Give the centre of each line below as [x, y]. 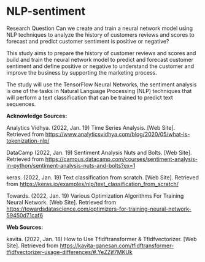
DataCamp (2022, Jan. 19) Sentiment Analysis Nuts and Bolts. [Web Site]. [99, 152]
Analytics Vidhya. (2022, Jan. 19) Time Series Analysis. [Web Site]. [91, 127]
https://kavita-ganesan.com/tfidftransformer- [117, 245]
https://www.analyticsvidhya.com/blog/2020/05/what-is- [118, 134]
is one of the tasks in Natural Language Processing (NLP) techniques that [99, 91]
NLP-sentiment [46, 11]
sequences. [21, 104]
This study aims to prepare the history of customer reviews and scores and [101, 53]
